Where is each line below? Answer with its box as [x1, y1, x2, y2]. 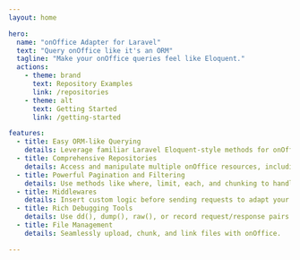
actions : [16, 63, 49, 72]
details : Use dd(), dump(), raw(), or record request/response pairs [24, 212, 290, 221]
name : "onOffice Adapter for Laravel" [16, 38, 162, 47]
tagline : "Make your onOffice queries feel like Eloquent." [16, 55, 245, 64]
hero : [8, 29, 29, 39]
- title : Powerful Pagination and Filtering [16, 170, 185, 179]
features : [8, 129, 46, 138]
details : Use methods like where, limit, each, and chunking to [24, 178, 270, 188]
